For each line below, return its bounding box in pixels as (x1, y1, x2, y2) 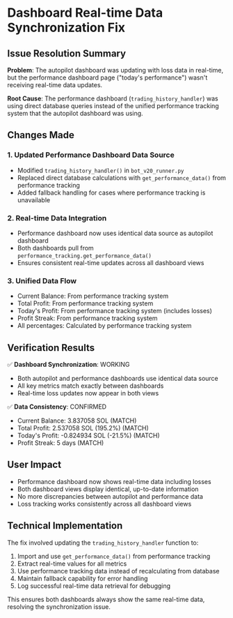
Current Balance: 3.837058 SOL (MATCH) (17, 416, 137, 425)
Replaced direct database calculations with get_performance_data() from (17, 173, 226, 182)
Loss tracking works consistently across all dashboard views (17, 499, 192, 508)
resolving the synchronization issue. (7, 602, 111, 611)
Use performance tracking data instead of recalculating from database (17, 566, 220, 575)
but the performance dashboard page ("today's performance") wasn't (7, 73, 208, 82)
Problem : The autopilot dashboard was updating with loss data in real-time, (7, 66, 224, 74)
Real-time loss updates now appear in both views (17, 389, 159, 398)
